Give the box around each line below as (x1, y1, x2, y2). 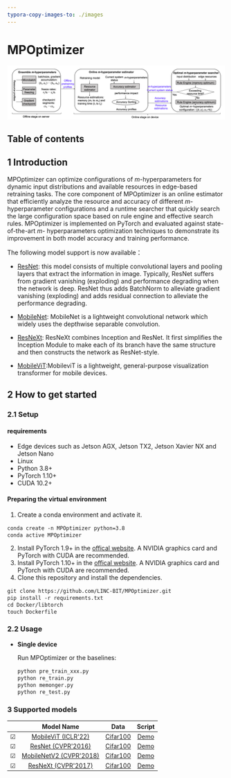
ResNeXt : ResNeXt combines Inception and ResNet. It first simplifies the (17, 333, 223, 341)
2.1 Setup (7, 410, 39, 420)
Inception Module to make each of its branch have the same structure (17, 340, 216, 349)
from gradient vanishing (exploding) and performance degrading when (17, 277, 219, 285)
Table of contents (7, 132, 84, 145)
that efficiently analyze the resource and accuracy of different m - (7, 197, 194, 205)
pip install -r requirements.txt (7, 594, 104, 601)
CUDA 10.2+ (17, 479, 53, 487)
